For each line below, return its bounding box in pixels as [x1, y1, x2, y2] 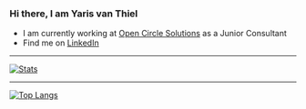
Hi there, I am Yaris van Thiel [9, 7, 138, 20]
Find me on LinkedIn [22, 37, 99, 48]
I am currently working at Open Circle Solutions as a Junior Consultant [22, 28, 287, 39]
